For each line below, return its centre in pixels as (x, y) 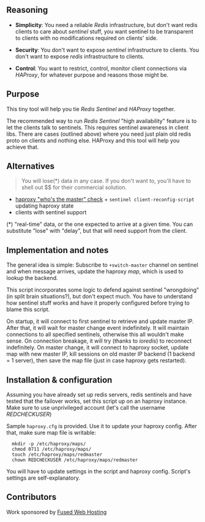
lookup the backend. (32, 278)
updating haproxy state (44, 206)
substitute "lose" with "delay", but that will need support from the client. (97, 231)
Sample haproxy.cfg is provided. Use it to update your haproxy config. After (102, 426)
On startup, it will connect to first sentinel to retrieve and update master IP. (100, 321)
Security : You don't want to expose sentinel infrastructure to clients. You (107, 50)
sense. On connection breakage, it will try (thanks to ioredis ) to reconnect (99, 341)
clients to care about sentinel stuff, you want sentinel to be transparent (104, 31)
